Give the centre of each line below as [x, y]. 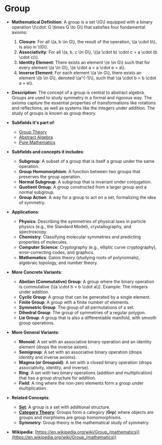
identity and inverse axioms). [48, 357]
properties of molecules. [43, 242]
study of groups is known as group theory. [54, 113]
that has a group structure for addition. [57, 378]
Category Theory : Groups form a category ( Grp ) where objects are [86, 412]
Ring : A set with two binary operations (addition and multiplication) [86, 373]
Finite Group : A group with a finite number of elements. [74, 302]
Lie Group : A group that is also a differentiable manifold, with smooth [88, 318]
